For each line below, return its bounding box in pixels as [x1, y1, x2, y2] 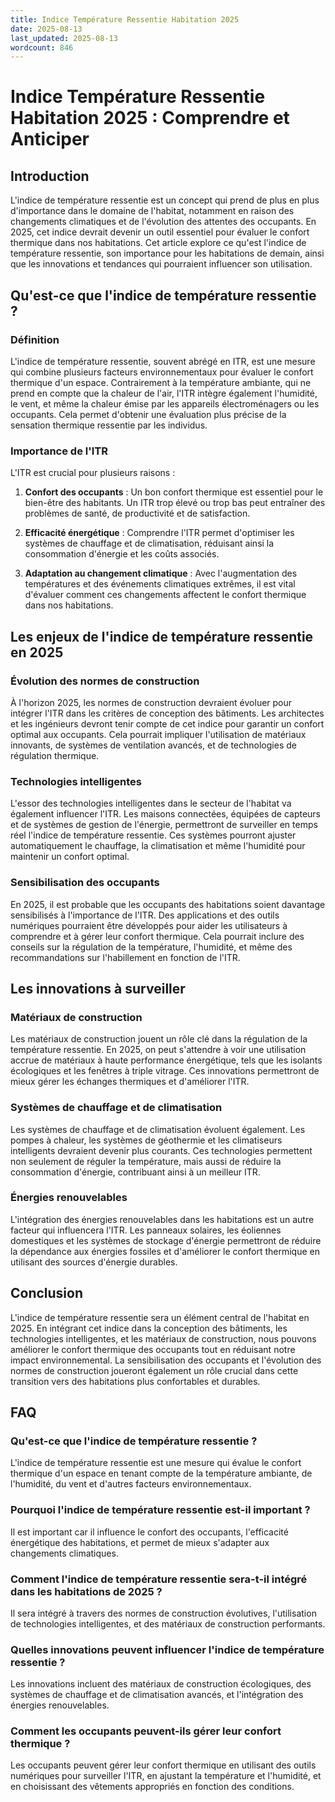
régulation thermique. [10, 749, 100, 761]
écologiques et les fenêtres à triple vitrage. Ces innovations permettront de [10, 1065, 320, 1077]
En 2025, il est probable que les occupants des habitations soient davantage [10, 898, 326, 910]
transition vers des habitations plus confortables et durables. [10, 1375, 261, 1387]
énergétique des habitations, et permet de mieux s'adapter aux [10, 1536, 270, 1548]
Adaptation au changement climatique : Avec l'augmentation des [24, 567, 298, 580]
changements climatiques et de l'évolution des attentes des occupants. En [10, 216, 317, 228]
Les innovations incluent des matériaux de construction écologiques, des [10, 1678, 312, 1690]
